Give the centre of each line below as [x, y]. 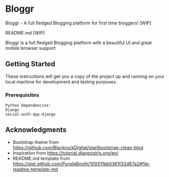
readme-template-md [35, 169]
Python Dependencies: [28, 106]
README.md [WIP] [25, 33]
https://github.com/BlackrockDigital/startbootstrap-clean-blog [78, 147]
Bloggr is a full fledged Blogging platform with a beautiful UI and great [79, 42]
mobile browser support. [31, 48]
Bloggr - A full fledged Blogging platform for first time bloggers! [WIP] [78, 23]
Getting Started [30, 64]
